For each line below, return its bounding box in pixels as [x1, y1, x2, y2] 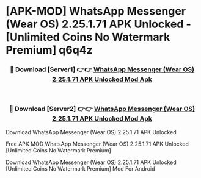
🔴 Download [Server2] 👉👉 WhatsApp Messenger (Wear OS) [9, 105, 196, 113]
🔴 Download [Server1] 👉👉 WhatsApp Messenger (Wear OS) [9, 65, 195, 74]
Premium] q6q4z [5, 43, 93, 57]
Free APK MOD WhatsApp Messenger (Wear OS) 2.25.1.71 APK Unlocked [5, 140, 189, 148]
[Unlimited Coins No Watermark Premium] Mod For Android [5, 165, 155, 172]
